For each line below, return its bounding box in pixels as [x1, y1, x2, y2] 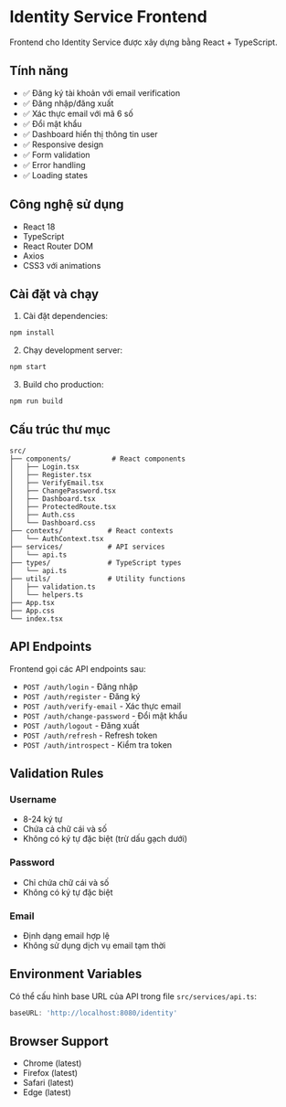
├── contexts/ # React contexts [9, 526, 174, 536]
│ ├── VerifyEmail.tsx [9, 478, 104, 487]
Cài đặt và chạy [9, 286, 99, 302]
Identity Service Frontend [9, 6, 207, 27]
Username [9, 793, 58, 805]
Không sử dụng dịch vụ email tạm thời [22, 940, 166, 951]
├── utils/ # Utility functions [9, 574, 185, 583]
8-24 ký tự [22, 814, 63, 825]
